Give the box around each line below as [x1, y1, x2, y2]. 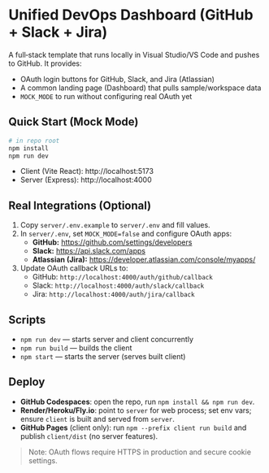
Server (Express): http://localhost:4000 [20, 175, 152, 184]
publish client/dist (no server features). [20, 431, 158, 440]
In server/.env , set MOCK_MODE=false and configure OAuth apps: [20, 229, 232, 239]
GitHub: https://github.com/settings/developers [32, 237, 193, 247]
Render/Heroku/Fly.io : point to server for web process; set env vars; [20, 405, 252, 415]
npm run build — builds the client [20, 343, 132, 353]
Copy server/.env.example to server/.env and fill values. [20, 220, 210, 230]
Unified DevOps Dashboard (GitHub [8, 6, 254, 24]
